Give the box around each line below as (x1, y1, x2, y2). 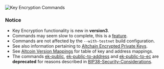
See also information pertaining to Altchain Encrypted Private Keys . (12, 43, 148, 49)
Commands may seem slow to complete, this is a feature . (12, 33, 128, 39)
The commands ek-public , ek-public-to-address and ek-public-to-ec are (12, 53, 159, 59)
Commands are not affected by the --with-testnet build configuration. (12, 38, 155, 44)
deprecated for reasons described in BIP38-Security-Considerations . (12, 59, 153, 65)
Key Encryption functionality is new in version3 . (12, 28, 109, 34)
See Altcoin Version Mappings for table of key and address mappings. (12, 49, 153, 54)
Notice (5, 17, 22, 23)
